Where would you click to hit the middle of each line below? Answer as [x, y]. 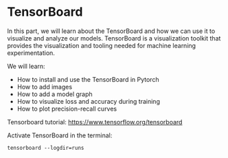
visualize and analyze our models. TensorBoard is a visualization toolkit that [114, 38]
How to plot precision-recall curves [67, 109]
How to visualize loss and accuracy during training [88, 101]
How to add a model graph [55, 94]
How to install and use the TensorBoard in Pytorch [88, 79]
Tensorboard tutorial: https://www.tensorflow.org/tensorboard [95, 122]
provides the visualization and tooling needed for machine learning [102, 45]
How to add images [45, 87]
